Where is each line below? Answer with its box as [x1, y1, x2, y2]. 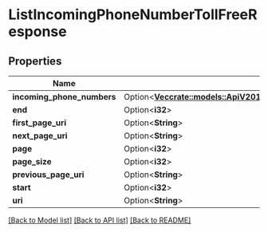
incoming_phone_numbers [12, 92, 116, 102]
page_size [12, 156, 52, 167]
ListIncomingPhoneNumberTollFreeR [8, 6, 258, 24]
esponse [8, 22, 67, 41]
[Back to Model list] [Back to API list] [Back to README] [8, 215, 191, 225]
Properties [8, 54, 62, 68]
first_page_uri [12, 117, 66, 128]
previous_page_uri [12, 169, 85, 180]
